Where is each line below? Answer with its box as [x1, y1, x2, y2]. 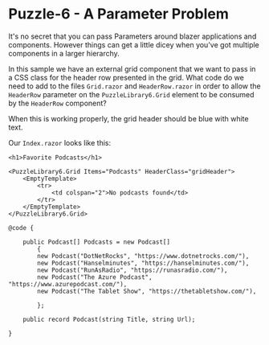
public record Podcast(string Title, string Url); [22, 315, 196, 323]
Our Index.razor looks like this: [8, 138, 112, 147]
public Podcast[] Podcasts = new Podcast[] [22, 238, 171, 246]
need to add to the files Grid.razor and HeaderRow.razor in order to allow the [8, 81, 261, 91]
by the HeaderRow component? [8, 98, 107, 108]
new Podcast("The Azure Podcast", [37, 273, 153, 281]
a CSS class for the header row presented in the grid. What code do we [8, 72, 245, 82]
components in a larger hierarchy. [8, 48, 120, 58]
